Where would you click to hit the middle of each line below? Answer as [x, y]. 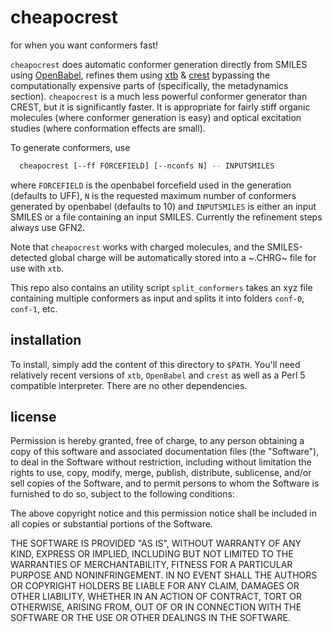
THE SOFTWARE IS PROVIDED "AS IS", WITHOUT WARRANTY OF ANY [156, 543]
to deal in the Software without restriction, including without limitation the [161, 462]
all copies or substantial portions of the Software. [111, 524]
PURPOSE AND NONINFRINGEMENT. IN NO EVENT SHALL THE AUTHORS [164, 575]
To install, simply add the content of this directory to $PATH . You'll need [155, 364]
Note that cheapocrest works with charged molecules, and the [137, 247]
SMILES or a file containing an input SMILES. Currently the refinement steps [166, 217]
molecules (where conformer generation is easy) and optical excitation [156, 117]
